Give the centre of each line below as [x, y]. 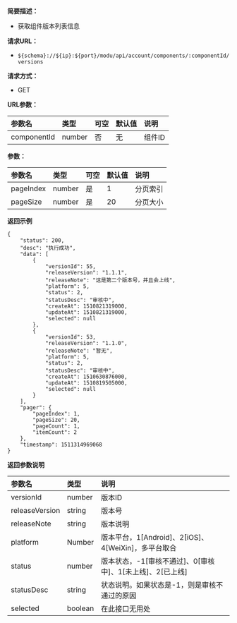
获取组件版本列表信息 [48, 26]
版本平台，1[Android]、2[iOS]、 [155, 537]
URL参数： [23, 104]
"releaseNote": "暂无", [79, 351]
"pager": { [36, 408]
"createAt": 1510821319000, [86, 306]
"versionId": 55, [71, 267]
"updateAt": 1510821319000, [86, 313]
